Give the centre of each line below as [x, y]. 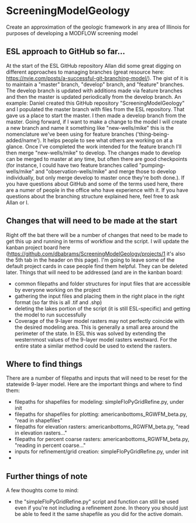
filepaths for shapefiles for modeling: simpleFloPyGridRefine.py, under [99, 402]
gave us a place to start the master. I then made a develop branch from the [96, 115]
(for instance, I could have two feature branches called [72, 165]
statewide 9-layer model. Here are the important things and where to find [94, 384]
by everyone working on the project [58, 290]
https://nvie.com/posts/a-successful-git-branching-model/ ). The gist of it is [97, 78]
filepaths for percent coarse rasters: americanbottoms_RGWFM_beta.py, [102, 439]
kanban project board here [38, 247]
